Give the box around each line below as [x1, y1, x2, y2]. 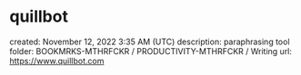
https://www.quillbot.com [9, 55, 105, 66]
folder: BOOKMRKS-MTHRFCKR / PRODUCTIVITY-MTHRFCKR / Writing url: [9, 45, 293, 56]
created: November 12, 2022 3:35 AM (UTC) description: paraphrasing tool [9, 36, 290, 47]
